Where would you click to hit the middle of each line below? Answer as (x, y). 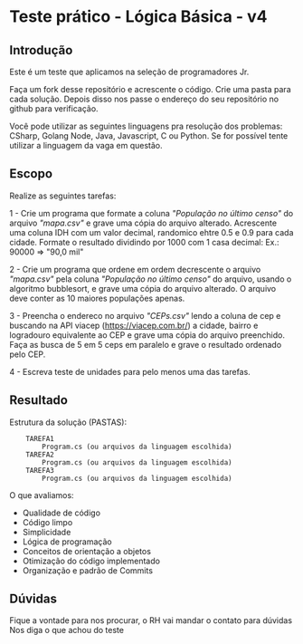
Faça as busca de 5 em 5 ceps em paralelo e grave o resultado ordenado (146, 344)
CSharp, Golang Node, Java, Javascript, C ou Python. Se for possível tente (149, 136)
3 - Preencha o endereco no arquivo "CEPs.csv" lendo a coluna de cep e (145, 315)
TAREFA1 (40, 438)
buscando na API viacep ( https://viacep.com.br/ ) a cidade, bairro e (134, 325)
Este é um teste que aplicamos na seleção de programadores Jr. (129, 72)
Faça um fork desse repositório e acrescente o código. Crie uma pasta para (150, 89)
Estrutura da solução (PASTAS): (68, 422)
